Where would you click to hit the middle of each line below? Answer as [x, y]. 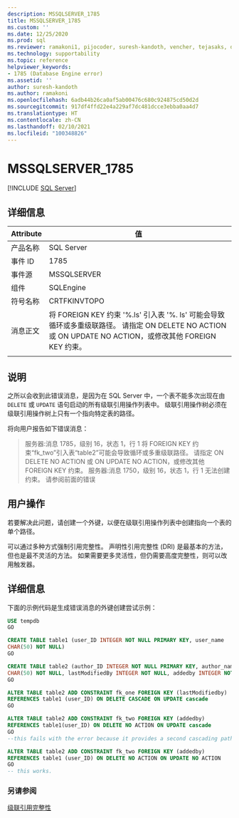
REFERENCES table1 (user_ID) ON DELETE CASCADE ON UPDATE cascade [108, 699]
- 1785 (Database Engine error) [55, 73]
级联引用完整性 [29, 808]
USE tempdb [23, 621]
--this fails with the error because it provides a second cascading [113, 738]
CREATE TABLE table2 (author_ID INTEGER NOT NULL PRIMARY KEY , [103, 666]
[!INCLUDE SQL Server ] [42, 188]
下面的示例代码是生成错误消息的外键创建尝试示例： [82, 607]
